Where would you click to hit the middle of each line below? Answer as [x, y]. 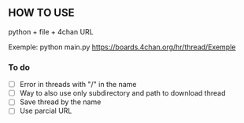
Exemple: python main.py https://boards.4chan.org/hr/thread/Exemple [122, 47]
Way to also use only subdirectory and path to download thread [122, 93]
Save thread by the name [60, 102]
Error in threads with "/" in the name [78, 85]
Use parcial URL [46, 111]
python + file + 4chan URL [51, 31]
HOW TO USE [41, 13]
